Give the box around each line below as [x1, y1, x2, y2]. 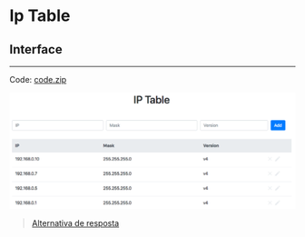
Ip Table [9, 5, 71, 26]
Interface [9, 42, 63, 57]
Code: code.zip [9, 74, 67, 84]
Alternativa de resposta [31, 218, 120, 229]
